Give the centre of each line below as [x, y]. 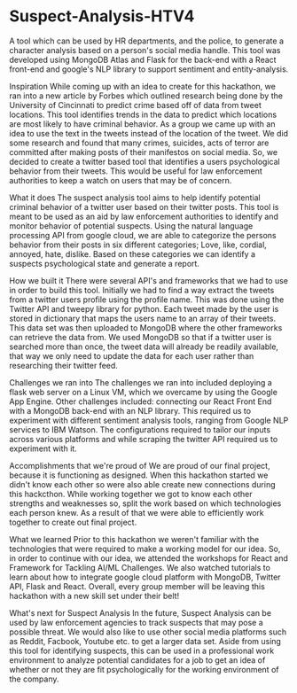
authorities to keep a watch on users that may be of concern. [121, 180]
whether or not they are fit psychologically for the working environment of [144, 669]
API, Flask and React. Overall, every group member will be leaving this [137, 586]
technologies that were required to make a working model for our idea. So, [145, 549]
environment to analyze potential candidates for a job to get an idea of [137, 660]
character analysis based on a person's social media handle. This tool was [145, 50]
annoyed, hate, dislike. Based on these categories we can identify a [132, 253]
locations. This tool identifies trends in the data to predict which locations [143, 114]
